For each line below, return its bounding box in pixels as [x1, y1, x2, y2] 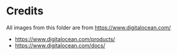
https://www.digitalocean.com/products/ [14, 35, 115, 42]
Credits [6, 4, 44, 18]
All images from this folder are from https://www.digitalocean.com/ [6, 24, 171, 31]
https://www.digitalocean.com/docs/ [14, 42, 106, 49]
